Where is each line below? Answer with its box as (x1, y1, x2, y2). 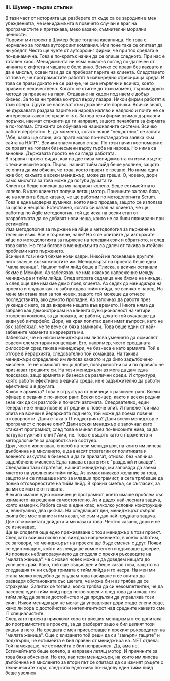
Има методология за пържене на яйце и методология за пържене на (5, 226, 155, 232)
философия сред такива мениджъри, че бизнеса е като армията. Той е (5, 345, 160, 351)
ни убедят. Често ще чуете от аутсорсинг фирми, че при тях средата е (5, 47, 158, 54)
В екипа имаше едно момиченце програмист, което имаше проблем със (5, 492, 164, 498)
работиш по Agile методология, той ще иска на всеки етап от (5, 210, 139, 216)
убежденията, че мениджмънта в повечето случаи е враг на (5, 20, 137, 26)
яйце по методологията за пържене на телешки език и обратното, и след (5, 237, 165, 243)
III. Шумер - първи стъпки (5, 4, 73, 11)
